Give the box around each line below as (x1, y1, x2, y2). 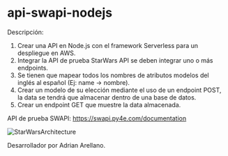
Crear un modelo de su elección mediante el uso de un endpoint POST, (17, 86, 222, 94)
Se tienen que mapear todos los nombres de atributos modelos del (17, 71, 209, 79)
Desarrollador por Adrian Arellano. (7, 141, 106, 149)
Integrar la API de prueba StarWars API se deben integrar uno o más (17, 56, 214, 64)
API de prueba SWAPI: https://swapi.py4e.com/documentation (7, 114, 187, 123)
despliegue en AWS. (17, 49, 76, 57)
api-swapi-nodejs (7, 5, 113, 21)
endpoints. (17, 63, 49, 72)
